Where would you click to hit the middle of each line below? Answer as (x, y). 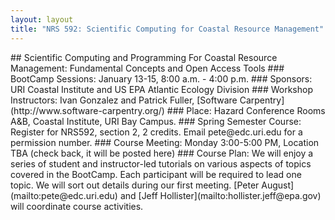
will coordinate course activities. (77, 206)
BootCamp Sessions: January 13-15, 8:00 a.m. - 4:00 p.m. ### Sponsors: (161, 78)
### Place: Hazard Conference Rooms (246, 110)
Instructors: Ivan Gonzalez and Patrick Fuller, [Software (124, 100)
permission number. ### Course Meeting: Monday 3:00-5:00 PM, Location (165, 142)
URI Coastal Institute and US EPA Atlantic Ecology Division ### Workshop (162, 89)
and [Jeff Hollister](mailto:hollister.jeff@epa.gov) (220, 195)
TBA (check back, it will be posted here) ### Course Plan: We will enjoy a (162, 153)
